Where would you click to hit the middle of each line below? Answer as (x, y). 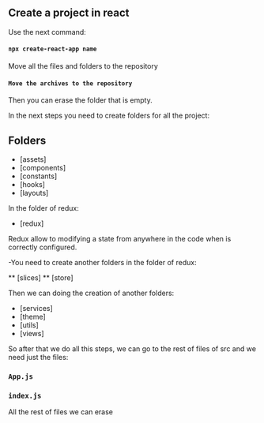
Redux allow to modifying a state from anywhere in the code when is (120, 239)
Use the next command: (47, 32)
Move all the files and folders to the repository (83, 66)
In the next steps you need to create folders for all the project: (109, 116)
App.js (21, 376)
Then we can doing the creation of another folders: (91, 293)
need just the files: (38, 357)
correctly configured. (43, 247)
